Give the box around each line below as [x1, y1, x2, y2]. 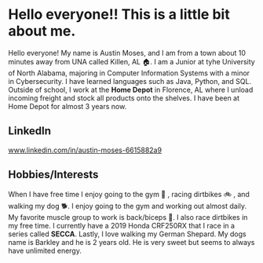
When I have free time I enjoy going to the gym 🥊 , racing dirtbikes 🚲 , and [8, 189, 250, 199]
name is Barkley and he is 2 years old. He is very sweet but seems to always [8, 237, 255, 247]
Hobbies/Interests [8, 168, 99, 181]
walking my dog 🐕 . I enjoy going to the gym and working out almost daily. [8, 201, 247, 210]
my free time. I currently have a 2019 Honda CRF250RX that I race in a [8, 221, 236, 230]
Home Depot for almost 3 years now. [8, 101, 127, 111]
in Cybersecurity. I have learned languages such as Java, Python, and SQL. [8, 76, 252, 86]
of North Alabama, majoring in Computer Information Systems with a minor [8, 68, 250, 78]
